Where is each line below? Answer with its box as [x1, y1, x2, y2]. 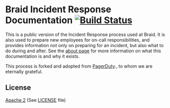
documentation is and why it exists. [5, 53, 80, 59]
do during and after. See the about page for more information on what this [5, 48, 161, 54]
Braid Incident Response [5, 4, 112, 15]
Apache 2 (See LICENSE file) [5, 97, 66, 103]
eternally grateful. [5, 68, 43, 75]
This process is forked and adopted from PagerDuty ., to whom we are [5, 63, 153, 69]
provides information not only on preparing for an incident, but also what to [5, 42, 164, 48]
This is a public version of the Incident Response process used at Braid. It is [5, 31, 165, 37]
